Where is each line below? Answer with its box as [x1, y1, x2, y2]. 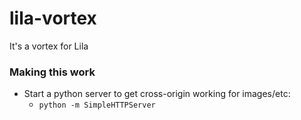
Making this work [9, 65, 96, 79]
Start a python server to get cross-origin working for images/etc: [23, 88, 291, 100]
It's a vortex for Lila [9, 40, 89, 52]
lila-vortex [9, 7, 97, 30]
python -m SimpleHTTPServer [38, 100, 156, 111]
